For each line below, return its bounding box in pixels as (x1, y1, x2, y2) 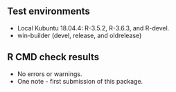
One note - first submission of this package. (17, 77, 143, 85)
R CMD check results (7, 51, 100, 63)
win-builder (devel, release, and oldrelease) (17, 31, 142, 39)
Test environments (7, 6, 90, 17)
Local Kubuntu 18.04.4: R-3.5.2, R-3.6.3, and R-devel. (17, 24, 170, 32)
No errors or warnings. (17, 69, 82, 78)
